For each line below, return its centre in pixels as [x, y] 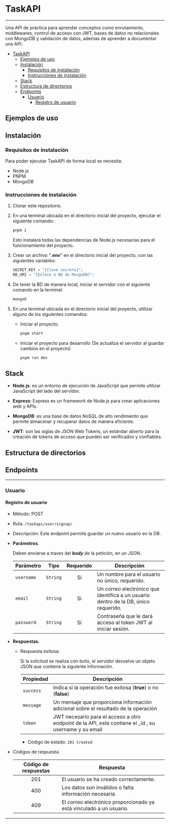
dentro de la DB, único [123, 601]
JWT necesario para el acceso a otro [97, 716]
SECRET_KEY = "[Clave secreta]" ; [48, 270]
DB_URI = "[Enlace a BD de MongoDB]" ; [53, 275]
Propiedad [35, 679]
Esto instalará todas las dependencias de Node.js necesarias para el [84, 240]
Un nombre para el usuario [129, 574]
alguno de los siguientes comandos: [50, 314]
